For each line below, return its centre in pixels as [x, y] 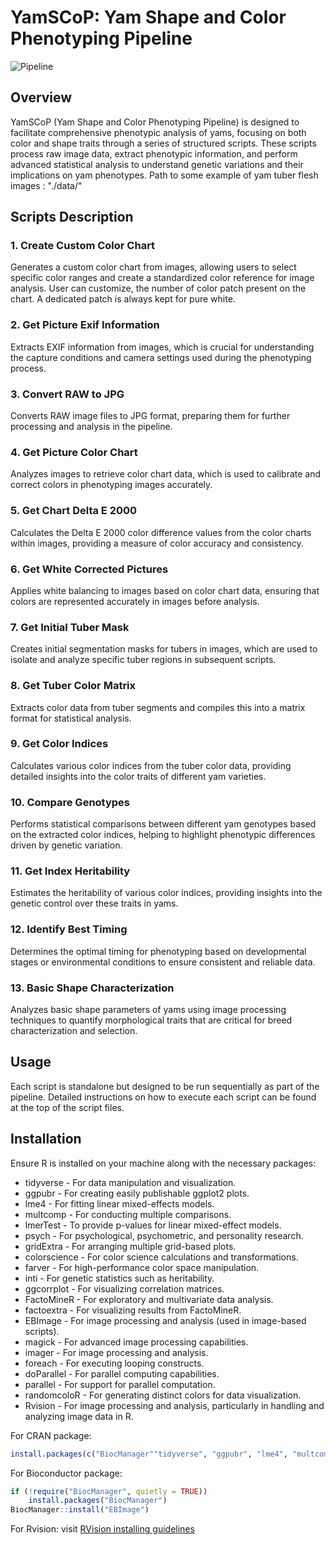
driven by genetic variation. [66, 845]
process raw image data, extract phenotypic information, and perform [154, 153]
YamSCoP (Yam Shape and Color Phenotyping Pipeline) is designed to [155, 122]
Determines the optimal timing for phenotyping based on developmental [158, 951]
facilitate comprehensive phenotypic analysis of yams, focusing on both [158, 132]
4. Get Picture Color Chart [74, 452]
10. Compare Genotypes [70, 802]
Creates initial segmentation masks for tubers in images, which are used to [164, 649]
